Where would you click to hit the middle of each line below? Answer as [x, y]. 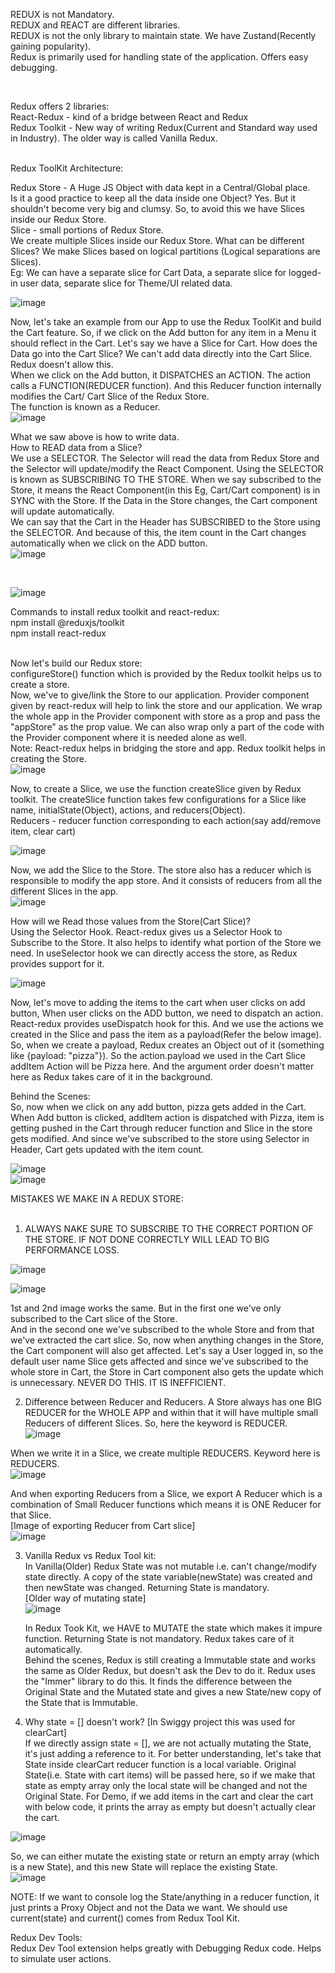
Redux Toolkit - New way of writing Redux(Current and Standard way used [164, 127]
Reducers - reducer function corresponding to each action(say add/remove [166, 820]
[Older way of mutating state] [85, 1598]
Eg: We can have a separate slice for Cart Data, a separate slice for [148, 272]
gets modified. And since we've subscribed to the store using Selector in [160, 1138]
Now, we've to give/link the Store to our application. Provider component [160, 695]
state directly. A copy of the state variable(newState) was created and [168, 1577]
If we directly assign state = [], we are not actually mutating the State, [168, 1743]
